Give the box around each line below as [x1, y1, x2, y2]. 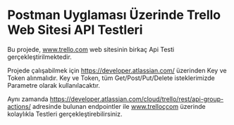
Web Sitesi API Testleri [7, 22, 143, 38]
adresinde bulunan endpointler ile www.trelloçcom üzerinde [32, 102, 206, 110]
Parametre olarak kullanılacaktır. [7, 81, 101, 89]
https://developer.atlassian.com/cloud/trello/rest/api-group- [49, 95, 224, 103]
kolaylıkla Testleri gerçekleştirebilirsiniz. [7, 110, 123, 118]
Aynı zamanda [7, 95, 49, 103]
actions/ [7, 102, 31, 110]
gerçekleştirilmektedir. [7, 53, 72, 61]
